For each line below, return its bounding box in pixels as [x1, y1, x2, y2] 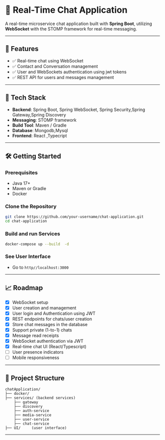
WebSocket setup [12, 299, 49, 305]
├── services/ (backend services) [5, 395, 76, 401]
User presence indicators [12, 349, 64, 355]
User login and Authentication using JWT [12, 310, 96, 316]
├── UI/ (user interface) [5, 426, 67, 431]
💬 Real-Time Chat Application [5, 4, 128, 16]
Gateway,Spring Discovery [12, 111, 66, 117]
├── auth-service [14, 409, 50, 413]
